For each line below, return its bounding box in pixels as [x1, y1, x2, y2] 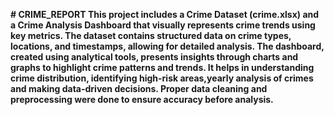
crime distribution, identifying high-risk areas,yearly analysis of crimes [10, 72, 314, 84]
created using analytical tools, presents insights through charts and [10, 51, 299, 63]
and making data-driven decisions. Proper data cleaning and [10, 83, 268, 94]
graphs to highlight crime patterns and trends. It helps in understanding [10, 62, 315, 73]
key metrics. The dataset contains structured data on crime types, [10, 30, 292, 41]
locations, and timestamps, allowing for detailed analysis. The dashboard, [10, 40, 325, 52]
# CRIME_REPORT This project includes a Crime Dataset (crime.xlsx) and [10, 9, 320, 20]
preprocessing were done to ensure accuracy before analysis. [10, 94, 274, 105]
